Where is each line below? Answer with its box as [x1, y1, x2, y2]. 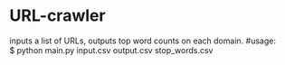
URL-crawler [9, 5, 106, 26]
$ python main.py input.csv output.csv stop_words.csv [9, 44, 214, 55]
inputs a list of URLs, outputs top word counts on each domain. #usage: [9, 35, 276, 46]
